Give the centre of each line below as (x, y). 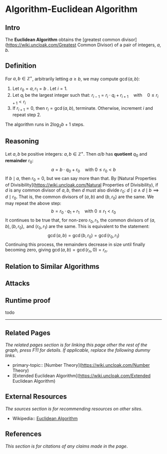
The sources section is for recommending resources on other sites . (74, 409)
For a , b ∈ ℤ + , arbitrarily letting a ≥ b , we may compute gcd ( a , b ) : (73, 78)
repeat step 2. (27, 114)
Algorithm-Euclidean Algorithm (71, 9)
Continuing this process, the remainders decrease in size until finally (75, 244)
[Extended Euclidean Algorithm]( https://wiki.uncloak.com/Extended (81, 376)
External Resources (36, 397)
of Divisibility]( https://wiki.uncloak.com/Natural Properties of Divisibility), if (82, 185)
